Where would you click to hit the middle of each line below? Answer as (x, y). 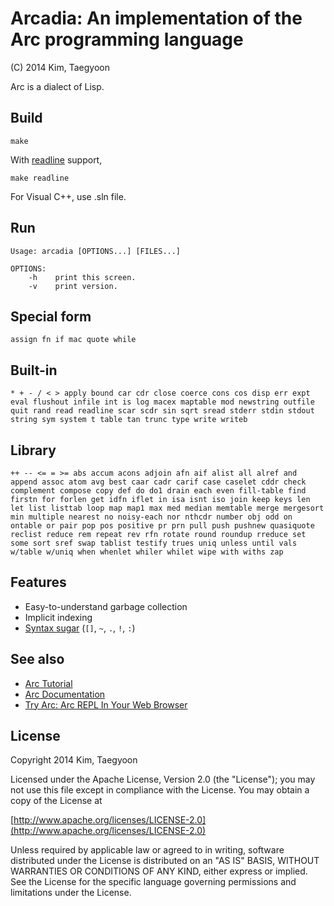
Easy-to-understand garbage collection (106, 606)
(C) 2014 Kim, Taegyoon (60, 67)
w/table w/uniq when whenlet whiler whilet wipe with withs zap (147, 552)
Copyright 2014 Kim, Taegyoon (74, 760)
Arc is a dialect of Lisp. (57, 86)
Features (38, 582)
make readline (40, 178)
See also (37, 659)
